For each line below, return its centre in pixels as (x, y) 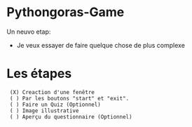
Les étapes (39, 74)
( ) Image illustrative (44, 111)
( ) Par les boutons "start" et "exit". (69, 98)
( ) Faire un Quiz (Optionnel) (55, 105)
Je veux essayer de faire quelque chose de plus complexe (101, 45)
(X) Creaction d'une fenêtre (52, 92)
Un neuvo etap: (29, 32)
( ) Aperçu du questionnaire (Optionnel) (71, 116)
